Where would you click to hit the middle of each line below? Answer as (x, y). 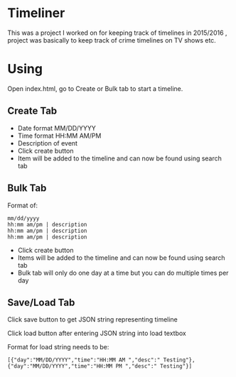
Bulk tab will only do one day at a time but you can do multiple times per (123, 273)
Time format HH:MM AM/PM (59, 136)
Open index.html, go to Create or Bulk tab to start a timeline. (95, 88)
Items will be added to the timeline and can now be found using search (121, 258)
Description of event (48, 143)
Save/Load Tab (41, 302)
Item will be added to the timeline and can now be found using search (120, 158)
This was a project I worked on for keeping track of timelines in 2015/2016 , (117, 33)
